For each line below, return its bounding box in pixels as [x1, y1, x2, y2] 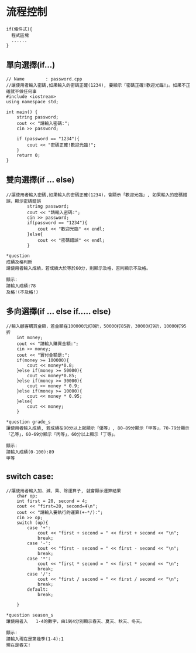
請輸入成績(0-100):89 [6, 449, 54, 455]
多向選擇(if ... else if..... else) [6, 306, 111, 316]
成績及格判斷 [6, 259, 33, 265]
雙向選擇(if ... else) [6, 175, 75, 185]
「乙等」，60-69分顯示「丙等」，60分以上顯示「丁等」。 [6, 432, 118, 438]
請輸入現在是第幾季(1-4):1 [6, 636, 64, 642]
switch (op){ [16, 520, 49, 526]
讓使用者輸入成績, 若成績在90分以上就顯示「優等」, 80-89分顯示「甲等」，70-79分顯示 [6, 425, 190, 431]
